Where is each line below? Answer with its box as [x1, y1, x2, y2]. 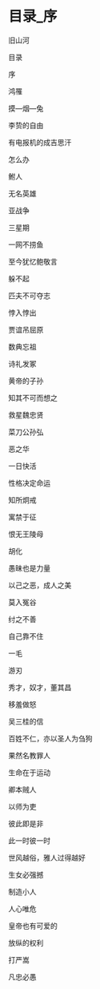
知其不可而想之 [8, 393, 58, 402]
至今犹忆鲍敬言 [8, 256, 58, 266]
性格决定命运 [8, 478, 50, 487]
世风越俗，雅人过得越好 [8, 853, 86, 862]
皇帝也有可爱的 [8, 921, 58, 930]
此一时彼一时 [8, 835, 50, 846]
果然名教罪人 [8, 750, 50, 760]
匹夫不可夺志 [8, 290, 50, 301]
